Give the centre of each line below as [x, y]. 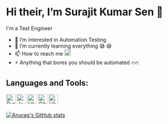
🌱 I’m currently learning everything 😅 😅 [63, 46]
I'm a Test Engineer [29, 28]
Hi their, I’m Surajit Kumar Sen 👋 [85, 12]
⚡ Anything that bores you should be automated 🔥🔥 [77, 62]
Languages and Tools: [47, 83]
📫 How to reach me [39, 53]
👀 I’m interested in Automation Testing [60, 39]
